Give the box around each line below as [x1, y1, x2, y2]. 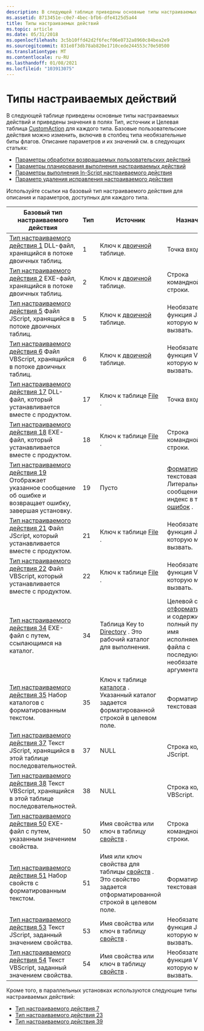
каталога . [100, 683, 129, 692]
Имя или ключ [100, 852, 142, 861]
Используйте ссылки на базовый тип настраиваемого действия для [6, 187, 183, 195]
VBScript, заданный [9, 963, 67, 972]
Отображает [9, 476, 47, 484]
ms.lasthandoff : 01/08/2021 [6, 60, 78, 66]
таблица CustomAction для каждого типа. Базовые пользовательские [6, 125, 187, 132]
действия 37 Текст [9, 739, 65, 747]
